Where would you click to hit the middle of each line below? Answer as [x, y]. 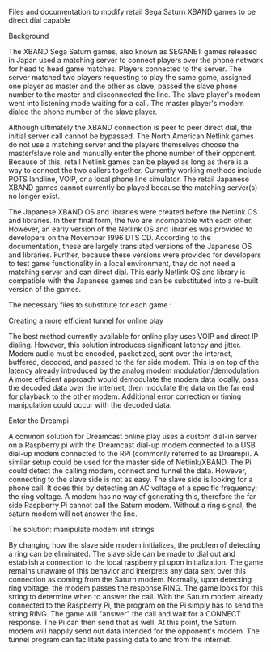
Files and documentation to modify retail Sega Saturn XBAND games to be [132, 12]
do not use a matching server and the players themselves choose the [124, 144]
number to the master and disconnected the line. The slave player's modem [134, 95]
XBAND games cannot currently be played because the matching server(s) [133, 188]
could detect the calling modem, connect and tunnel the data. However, [127, 471]
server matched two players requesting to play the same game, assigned [130, 77]
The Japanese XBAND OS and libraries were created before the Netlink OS [133, 212]
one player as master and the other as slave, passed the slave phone [123, 86]
